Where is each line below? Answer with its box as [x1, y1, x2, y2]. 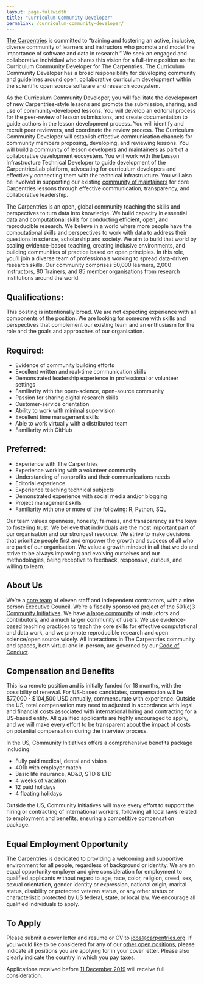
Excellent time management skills [15, 413, 99, 421]
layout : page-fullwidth [6, 9, 67, 15]
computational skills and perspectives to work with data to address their [6, 229, 187, 237]
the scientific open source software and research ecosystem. [6, 82, 160, 90]
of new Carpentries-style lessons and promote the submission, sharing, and [6, 101, 197, 108]
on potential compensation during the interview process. [6, 727, 148, 735]
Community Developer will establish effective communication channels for [6, 133, 193, 140]
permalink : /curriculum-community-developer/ [6, 20, 124, 26]
